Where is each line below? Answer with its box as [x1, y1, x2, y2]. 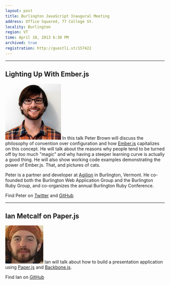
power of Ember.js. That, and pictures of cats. [5, 162, 101, 168]
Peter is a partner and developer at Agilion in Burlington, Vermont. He [5, 172, 150, 178]
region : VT [5, 29, 28, 35]
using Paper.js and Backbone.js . [5, 264, 72, 270]
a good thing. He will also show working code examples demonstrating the [5, 156, 161, 163]
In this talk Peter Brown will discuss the [62, 135, 144, 141]
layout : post [5, 8, 33, 13]
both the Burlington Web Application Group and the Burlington [23, 177, 153, 183]
